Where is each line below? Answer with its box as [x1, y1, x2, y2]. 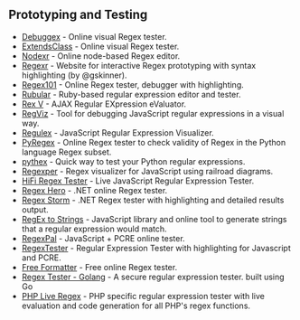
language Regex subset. [21, 146, 112, 157]
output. [21, 203, 49, 215]
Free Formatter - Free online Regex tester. [21, 261, 178, 272]
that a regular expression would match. [21, 223, 168, 234]
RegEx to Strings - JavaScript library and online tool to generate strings [21, 213, 287, 224]
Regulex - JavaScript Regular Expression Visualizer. [21, 127, 214, 138]
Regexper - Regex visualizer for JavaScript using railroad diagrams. [21, 165, 274, 176]
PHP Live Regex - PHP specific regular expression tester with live [21, 290, 266, 301]
